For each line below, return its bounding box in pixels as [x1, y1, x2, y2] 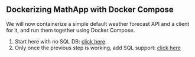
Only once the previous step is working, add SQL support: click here [14, 44, 181, 51]
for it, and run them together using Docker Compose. [6, 26, 135, 33]
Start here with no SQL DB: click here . [14, 38, 107, 45]
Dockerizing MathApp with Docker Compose [6, 5, 174, 15]
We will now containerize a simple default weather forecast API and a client [6, 20, 190, 27]
